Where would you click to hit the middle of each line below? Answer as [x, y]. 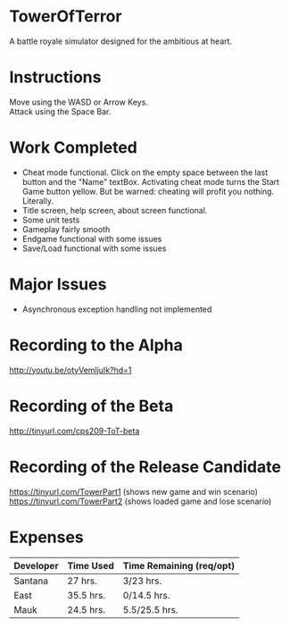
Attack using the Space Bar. [60, 111]
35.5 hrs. [86, 595]
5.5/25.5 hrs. [150, 609]
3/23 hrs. [142, 581]
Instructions [55, 77]
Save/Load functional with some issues [94, 248]
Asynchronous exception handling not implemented [117, 309]
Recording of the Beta [91, 406]
